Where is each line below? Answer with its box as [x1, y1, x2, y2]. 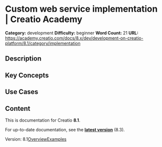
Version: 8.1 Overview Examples [5, 136, 67, 142]
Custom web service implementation [5, 3, 158, 15]
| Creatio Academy [5, 14, 82, 25]
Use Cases [5, 88, 39, 96]
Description [5, 55, 41, 63]
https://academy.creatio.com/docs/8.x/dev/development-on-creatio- [5, 35, 143, 41]
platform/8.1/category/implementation [5, 40, 81, 46]
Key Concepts [5, 71, 49, 79]
